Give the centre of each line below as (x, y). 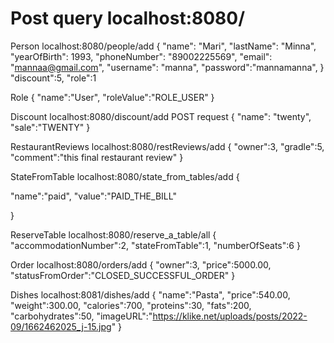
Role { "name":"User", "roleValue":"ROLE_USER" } (112, 97)
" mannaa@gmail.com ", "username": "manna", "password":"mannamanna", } (167, 67)
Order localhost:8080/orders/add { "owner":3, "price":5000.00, (141, 264)
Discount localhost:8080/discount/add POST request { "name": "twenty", (161, 116)
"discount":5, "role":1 (53, 78)
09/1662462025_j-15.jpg (61, 326)
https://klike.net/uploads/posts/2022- (230, 316)
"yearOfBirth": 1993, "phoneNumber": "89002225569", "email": (141, 56)
